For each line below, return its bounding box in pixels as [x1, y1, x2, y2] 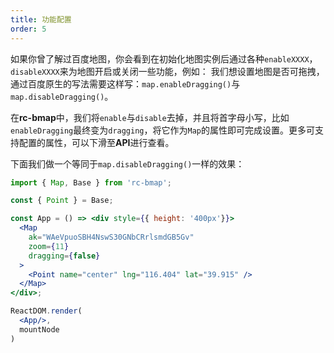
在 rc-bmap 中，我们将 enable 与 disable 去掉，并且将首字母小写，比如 [10, 111, 290, 123]
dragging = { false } [28, 251, 101, 261]
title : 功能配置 [10, 14, 72, 25]
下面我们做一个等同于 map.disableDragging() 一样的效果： [10, 157, 245, 170]
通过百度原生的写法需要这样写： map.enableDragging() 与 [10, 77, 241, 90]
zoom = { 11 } [28, 241, 70, 251]
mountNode [19, 324, 60, 335]
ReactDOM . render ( [10, 306, 83, 316]
